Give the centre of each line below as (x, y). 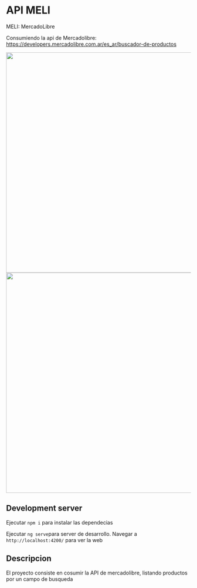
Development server (44, 508)
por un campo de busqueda (40, 579)
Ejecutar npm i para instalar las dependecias (60, 522)
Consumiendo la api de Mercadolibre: (51, 38)
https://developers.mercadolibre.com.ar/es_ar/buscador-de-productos (91, 44)
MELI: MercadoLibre (30, 26)
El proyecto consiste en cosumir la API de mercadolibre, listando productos (97, 573)
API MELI (28, 10)
